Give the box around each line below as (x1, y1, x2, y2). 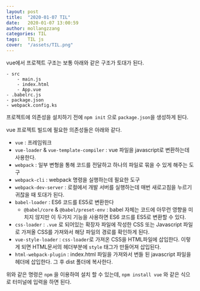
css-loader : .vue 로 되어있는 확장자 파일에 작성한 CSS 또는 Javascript (14, 221, 182, 228)
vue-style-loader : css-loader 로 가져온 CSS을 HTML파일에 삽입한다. (14, 236, 180, 243)
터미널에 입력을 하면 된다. (12, 278, 72, 285)
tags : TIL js (6, 36, 44, 42)
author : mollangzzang (6, 25, 60, 32)
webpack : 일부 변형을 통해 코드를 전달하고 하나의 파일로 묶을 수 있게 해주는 (14, 161, 188, 168)
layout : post (6, 8, 39, 15)
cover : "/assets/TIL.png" (6, 42, 73, 48)
